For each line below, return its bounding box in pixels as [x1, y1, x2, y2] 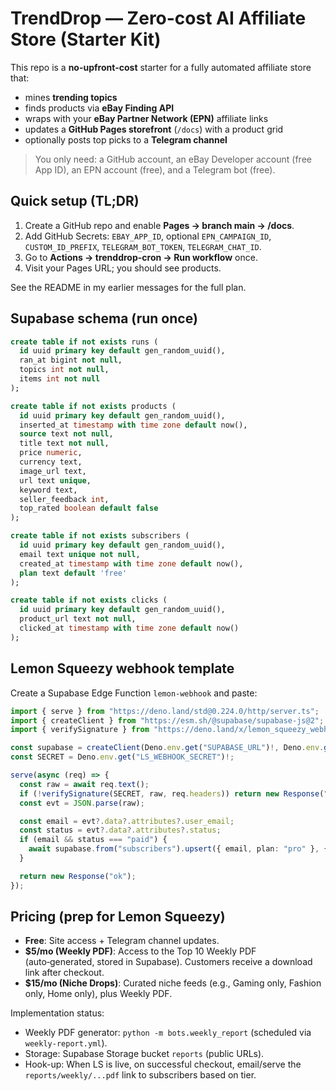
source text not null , [19, 429, 114, 439]
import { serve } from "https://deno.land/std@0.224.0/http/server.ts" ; [10, 706, 320, 716]
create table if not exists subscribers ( [10, 531, 190, 541]
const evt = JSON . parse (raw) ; [19, 798, 145, 808]
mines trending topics [24, 91, 118, 103]
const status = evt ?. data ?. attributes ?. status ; [19, 825, 222, 836]
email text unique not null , [19, 549, 141, 559]
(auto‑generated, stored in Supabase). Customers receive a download [24, 956, 313, 968]
